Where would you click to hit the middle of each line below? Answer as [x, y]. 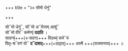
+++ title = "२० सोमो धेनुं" [28, 8]
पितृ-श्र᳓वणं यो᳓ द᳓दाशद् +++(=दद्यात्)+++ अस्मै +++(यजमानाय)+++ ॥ [64, 43]
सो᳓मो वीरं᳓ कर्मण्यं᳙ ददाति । [26, 32]
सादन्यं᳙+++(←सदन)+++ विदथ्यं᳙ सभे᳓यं [37, 38]
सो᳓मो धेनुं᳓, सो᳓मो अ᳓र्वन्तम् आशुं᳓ [32, 27]
